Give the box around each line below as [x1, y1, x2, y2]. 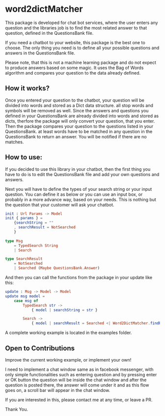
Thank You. [5, 406, 28, 412]
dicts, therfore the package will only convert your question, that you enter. [5, 118, 155, 124]
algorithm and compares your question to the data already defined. [5, 70, 141, 76]
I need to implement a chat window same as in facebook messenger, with [5, 366, 154, 372]
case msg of [14, 298, 38, 303]
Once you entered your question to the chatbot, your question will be [5, 97, 145, 103]
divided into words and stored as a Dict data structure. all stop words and [5, 102, 154, 108]
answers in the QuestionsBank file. [5, 50, 75, 56]
